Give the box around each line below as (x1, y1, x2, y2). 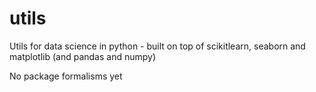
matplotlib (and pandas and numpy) (9, 50, 157, 62)
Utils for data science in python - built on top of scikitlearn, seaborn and (9, 40, 306, 52)
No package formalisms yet (9, 70, 123, 82)
